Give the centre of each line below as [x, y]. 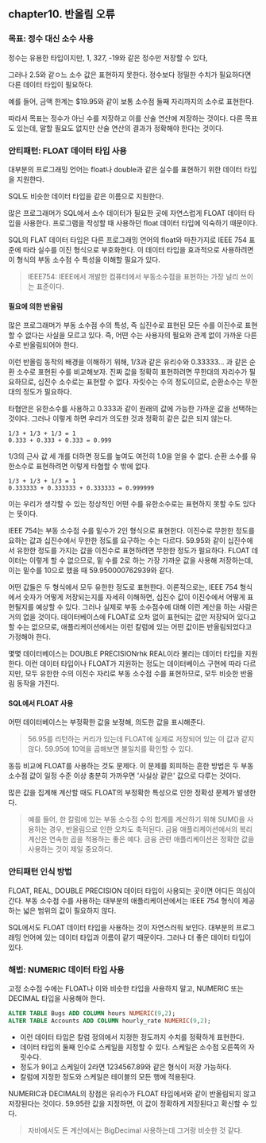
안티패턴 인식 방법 [40, 872]
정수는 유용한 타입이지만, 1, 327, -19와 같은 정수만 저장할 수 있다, [108, 57]
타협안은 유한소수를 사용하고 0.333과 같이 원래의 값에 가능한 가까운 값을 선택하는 [133, 409]
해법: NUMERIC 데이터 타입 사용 [66, 969]
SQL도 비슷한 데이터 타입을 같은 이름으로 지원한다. [86, 196]
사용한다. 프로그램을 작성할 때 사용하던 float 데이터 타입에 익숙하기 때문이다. [140, 223]
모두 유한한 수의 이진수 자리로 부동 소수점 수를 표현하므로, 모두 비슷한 [132, 674]
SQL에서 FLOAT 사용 [41, 703]
